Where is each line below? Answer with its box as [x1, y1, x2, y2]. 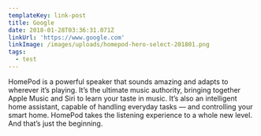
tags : [8, 48, 26, 56]
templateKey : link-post [8, 11, 87, 20]
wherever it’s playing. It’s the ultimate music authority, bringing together [8, 85, 241, 94]
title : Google [8, 19, 55, 27]
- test [15, 56, 37, 64]
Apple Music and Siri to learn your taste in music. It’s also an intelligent [8, 94, 238, 103]
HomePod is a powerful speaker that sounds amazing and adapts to [8, 76, 229, 86]
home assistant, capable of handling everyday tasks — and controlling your [8, 101, 253, 111]
